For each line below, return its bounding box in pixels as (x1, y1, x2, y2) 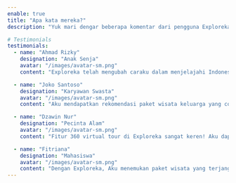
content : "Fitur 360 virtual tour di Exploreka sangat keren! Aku (20, 133, 218, 140)
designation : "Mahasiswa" (20, 152, 96, 159)
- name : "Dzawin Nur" (13, 114, 77, 121)
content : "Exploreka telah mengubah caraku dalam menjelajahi (20, 68, 206, 76)
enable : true (7, 10, 46, 18)
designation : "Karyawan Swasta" (20, 88, 114, 95)
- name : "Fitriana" (13, 145, 71, 153)
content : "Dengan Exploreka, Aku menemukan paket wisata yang (20, 165, 206, 172)
